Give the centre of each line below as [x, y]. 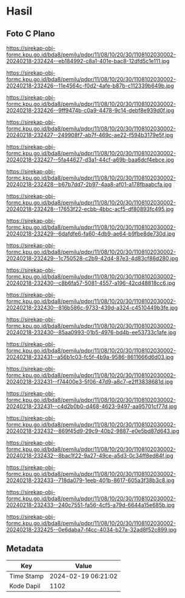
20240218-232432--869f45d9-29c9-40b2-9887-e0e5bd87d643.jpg [93, 431]
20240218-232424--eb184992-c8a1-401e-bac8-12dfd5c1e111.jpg [88, 61]
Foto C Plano [31, 34]
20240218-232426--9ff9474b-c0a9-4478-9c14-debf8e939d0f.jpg [90, 110]
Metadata [25, 549]
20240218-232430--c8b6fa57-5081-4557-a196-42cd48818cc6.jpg [91, 283]
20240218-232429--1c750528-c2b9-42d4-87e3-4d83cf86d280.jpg [92, 258]
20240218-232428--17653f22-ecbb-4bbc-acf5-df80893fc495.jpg [90, 209]
